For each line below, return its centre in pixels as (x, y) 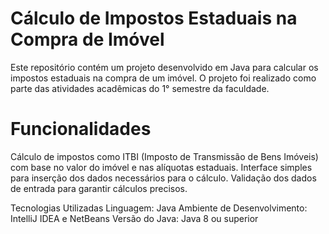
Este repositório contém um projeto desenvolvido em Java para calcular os (164, 67)
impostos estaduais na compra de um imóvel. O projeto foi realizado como (163, 78)
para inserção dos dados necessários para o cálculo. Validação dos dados (163, 178)
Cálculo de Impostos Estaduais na (154, 18)
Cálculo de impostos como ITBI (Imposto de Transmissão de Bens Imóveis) (164, 156)
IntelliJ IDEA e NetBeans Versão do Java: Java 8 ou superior (134, 218)
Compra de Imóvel (87, 39)
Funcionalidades (81, 129)
